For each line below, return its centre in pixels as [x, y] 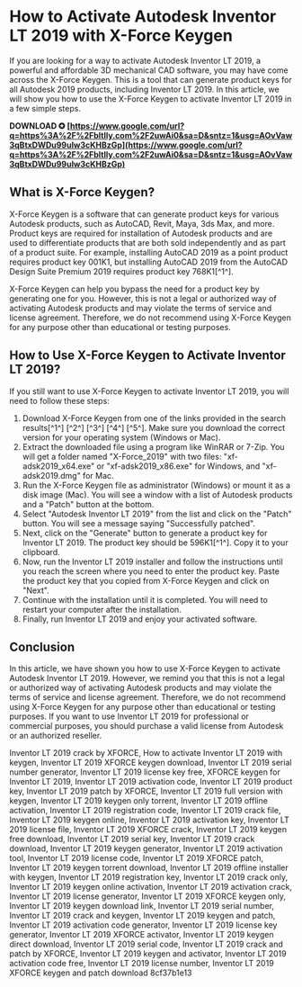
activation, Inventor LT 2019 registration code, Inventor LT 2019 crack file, [145, 811]
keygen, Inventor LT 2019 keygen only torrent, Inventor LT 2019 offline [138, 801]
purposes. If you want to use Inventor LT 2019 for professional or [129, 716]
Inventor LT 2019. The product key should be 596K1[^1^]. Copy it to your [155, 543]
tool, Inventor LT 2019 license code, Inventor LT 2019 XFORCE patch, [137, 858]
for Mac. [98, 475]
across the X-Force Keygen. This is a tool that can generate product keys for [151, 79]
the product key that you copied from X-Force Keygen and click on [146, 580]
